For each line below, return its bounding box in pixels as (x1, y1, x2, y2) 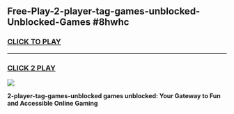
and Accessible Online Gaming (7, 99, 98, 107)
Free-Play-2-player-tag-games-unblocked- (7, 6, 201, 17)
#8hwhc (93, 17, 130, 28)
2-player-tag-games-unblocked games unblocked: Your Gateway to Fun (7, 91, 221, 99)
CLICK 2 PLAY (7, 63, 56, 73)
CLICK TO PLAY (7, 37, 61, 47)
